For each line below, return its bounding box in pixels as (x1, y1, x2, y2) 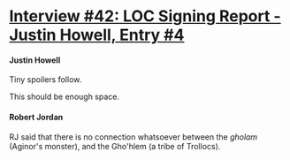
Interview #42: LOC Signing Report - (9, 6, 281, 27)
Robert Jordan (9, 111, 64, 122)
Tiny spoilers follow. (9, 74, 82, 85)
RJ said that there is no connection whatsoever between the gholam (9, 131, 258, 142)
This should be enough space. (9, 91, 120, 103)
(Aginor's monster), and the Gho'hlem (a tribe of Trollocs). (9, 141, 221, 151)
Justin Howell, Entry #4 (9, 25, 185, 45)
